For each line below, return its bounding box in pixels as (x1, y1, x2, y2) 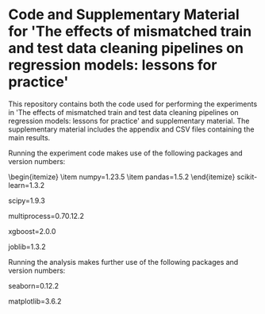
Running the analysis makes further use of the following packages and (8, 257, 239, 266)
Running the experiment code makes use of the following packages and (8, 148, 244, 158)
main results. (8, 132, 51, 142)
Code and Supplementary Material (8, 6, 240, 24)
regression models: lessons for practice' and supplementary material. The (8, 116, 250, 125)
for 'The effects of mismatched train (8, 22, 252, 40)
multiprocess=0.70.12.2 (8, 211, 85, 220)
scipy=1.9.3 (8, 196, 45, 205)
